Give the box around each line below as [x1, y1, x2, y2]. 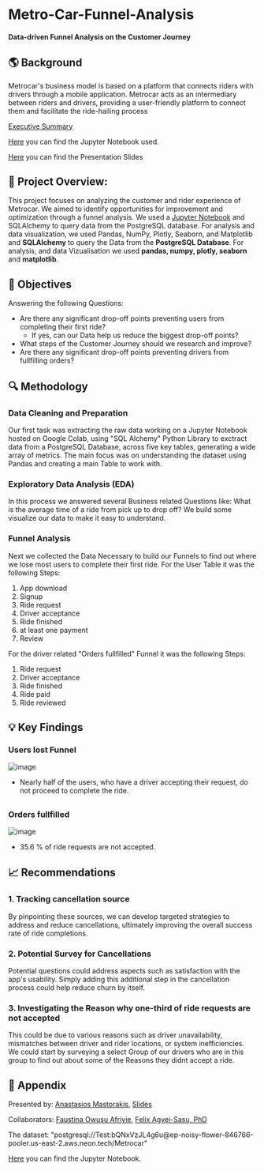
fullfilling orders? [19, 356, 75, 365]
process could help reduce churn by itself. [8, 982, 146, 992]
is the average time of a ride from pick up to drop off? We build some [8, 505, 232, 514]
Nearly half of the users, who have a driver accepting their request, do [19, 778, 248, 787]
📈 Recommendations [8, 866, 116, 879]
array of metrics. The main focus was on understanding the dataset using [8, 450, 247, 460]
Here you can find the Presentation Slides [8, 152, 143, 161]
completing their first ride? [19, 322, 106, 332]
